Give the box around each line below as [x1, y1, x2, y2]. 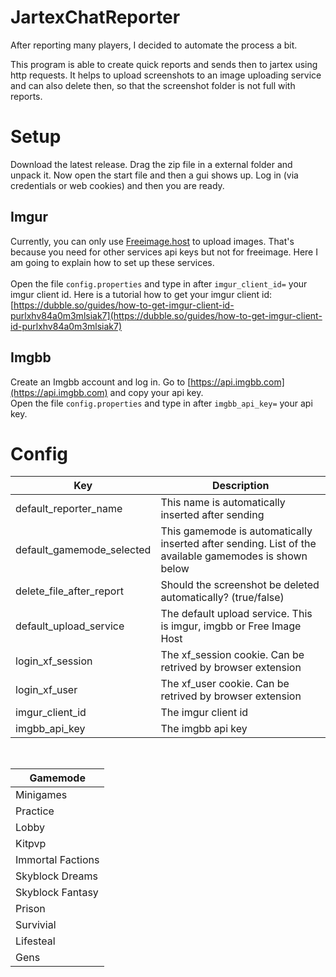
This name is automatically [160, 496, 286, 510]
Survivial [15, 918, 57, 932]
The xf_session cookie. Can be [160, 648, 305, 662]
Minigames [15, 788, 68, 802]
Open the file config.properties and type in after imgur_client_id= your [10, 277, 308, 290]
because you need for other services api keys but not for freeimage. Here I [10, 246, 318, 258]
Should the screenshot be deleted [160, 578, 320, 592]
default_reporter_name [15, 502, 123, 516]
